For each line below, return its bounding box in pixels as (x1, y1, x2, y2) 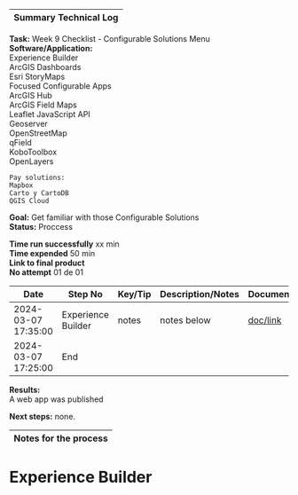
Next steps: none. (9, 412, 76, 421)
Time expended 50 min (9, 248, 96, 258)
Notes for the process (13, 432, 108, 444)
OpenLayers (9, 156, 54, 167)
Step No (67, 288, 104, 300)
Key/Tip (117, 288, 152, 300)
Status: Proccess (9, 222, 74, 232)
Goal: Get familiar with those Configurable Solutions (9, 212, 200, 223)
